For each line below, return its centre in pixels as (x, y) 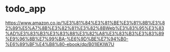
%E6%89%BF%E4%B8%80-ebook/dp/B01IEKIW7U (60, 44)
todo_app (25, 9)
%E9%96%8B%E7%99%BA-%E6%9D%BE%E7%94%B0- (67, 39)
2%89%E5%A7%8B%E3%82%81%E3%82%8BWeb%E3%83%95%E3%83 (85, 28)
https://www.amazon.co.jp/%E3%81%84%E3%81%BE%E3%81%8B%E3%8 (85, 23)
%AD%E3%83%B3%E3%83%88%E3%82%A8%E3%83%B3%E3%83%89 (85, 33)
